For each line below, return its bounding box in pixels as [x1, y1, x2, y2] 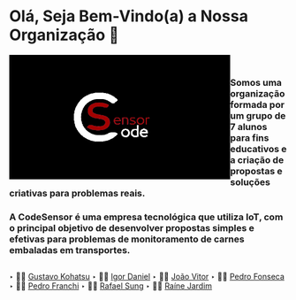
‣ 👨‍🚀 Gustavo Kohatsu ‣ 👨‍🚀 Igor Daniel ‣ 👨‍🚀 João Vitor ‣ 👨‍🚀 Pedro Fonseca [9, 272, 285, 282]
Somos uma [230, 76, 283, 88]
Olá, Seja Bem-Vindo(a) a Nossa [9, 6, 249, 27]
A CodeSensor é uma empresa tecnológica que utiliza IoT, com [9, 211, 284, 223]
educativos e [230, 142, 287, 155]
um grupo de [230, 109, 286, 121]
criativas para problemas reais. [9, 187, 146, 199]
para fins [230, 131, 269, 143]
